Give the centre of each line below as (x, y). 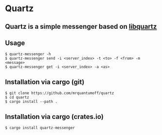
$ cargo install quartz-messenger (40, 128)
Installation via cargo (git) (45, 82)
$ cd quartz (17, 97)
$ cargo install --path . (31, 102)
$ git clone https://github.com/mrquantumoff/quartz (60, 93)
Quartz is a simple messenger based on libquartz (81, 27)
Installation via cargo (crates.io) (54, 117)
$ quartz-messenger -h (28, 54)
